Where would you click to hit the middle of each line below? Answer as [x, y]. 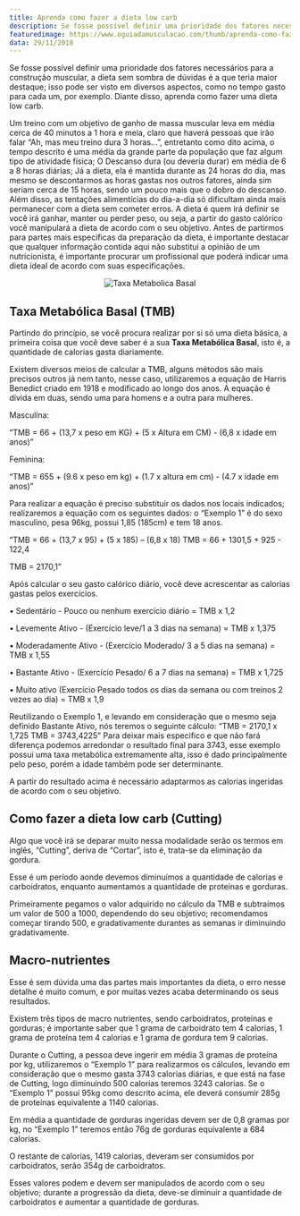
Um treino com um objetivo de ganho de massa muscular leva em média [142, 123]
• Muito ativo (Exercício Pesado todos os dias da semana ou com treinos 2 [146, 690]
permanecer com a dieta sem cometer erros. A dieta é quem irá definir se [144, 209]
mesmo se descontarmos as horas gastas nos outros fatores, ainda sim [141, 181]
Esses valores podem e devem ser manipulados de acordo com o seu [137, 1183]
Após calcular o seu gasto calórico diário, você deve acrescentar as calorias [150, 584]
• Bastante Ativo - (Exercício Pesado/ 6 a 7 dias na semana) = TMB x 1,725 [146, 673]
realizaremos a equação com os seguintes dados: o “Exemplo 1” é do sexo [146, 513]
